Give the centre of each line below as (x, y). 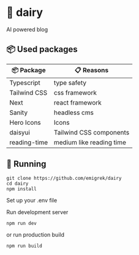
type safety (70, 83)
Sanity (19, 113)
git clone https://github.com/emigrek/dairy (64, 178)
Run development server (37, 212)
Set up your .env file (32, 200)
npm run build (24, 246)
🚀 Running (26, 164)
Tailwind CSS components (92, 132)
